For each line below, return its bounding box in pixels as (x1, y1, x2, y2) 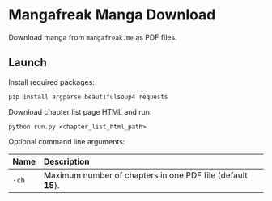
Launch (8, 56, 47, 69)
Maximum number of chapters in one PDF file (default (43, 170, 249, 181)
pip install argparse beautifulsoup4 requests (8, 93, 168, 101)
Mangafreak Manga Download (8, 6, 216, 24)
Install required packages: (8, 77, 96, 86)
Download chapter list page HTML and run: (8, 107, 152, 116)
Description (43, 156, 91, 167)
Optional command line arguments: (8, 136, 125, 146)
